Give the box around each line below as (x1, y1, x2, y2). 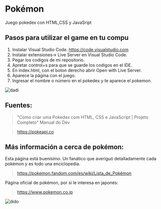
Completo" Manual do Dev (17, 119, 70, 125)
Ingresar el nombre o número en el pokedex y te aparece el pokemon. (12, 77, 152, 83)
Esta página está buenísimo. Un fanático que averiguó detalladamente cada (5, 156, 157, 162)
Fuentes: (5, 101, 33, 110)
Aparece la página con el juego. (12, 72, 76, 78)
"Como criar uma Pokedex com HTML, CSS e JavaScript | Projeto (17, 114, 148, 120)
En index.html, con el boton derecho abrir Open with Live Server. (12, 67, 142, 73)
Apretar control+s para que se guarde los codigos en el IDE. (12, 62, 133, 68)
